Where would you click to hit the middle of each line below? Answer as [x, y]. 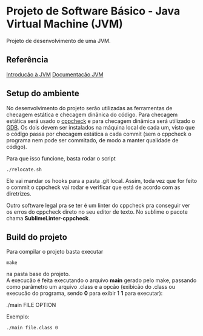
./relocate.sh [24, 170]
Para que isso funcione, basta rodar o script [61, 158]
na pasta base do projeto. [38, 274]
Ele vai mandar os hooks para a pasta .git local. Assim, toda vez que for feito [102, 180]
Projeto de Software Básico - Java [93, 11]
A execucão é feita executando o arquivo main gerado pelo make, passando [101, 280]
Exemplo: [18, 317]
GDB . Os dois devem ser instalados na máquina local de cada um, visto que [101, 127]
